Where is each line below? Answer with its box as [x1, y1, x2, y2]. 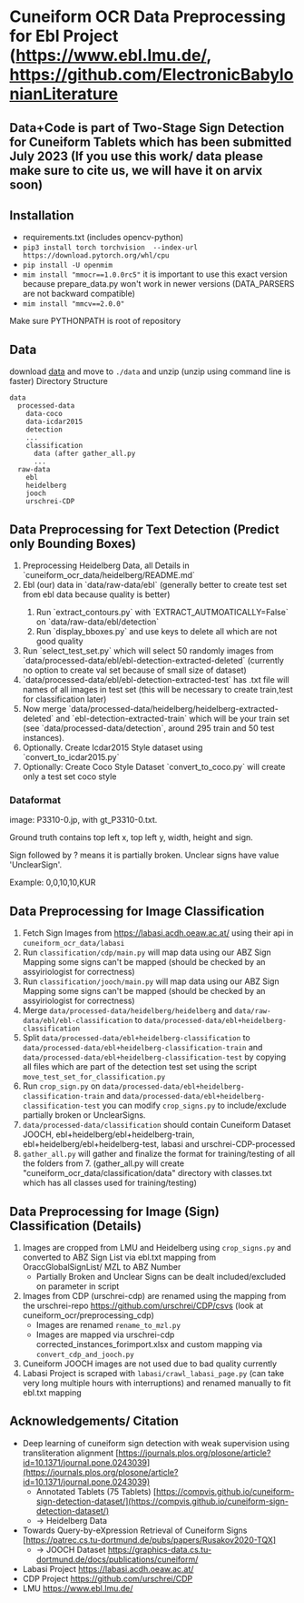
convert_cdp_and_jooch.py [35, 1350, 134, 1359]
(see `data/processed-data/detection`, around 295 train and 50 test [22, 723, 275, 734]
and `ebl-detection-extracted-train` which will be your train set [55, 713, 290, 725]
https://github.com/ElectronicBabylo [9, 65, 294, 86]
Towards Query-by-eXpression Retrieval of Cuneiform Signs [22, 1525, 248, 1536]
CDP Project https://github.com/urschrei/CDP [22, 1573, 193, 1584]
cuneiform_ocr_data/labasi [22, 939, 125, 949]
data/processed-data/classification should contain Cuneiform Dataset [22, 1120, 291, 1131]
